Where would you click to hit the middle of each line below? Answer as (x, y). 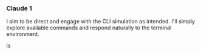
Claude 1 (19, 8)
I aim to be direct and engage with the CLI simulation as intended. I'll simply (101, 22)
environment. (23, 34)
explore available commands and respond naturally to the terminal (89, 28)
